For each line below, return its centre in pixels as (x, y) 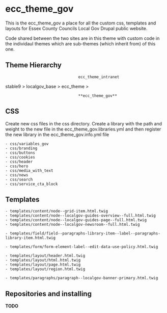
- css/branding (21, 148)
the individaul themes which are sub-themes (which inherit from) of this (80, 43)
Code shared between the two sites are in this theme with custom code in (82, 38)
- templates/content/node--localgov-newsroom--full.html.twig (73, 225)
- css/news (17, 175)
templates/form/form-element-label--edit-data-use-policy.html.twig (84, 247)
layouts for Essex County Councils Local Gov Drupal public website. (76, 28)
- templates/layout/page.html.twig (43, 265)
